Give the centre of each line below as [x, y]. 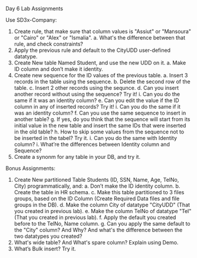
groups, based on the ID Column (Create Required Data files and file [97, 198]
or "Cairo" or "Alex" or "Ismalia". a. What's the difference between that [99, 37]
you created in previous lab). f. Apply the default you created [102, 217]
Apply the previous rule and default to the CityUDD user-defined [92, 50]
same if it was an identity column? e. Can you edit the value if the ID [96, 100]
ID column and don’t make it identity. [59, 69]
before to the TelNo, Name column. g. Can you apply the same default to [102, 223]
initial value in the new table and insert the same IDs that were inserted [100, 125]
